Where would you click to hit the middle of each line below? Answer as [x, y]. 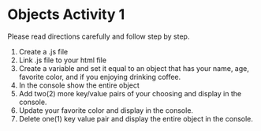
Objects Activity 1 [66, 15]
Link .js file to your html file [63, 60]
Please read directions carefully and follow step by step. [99, 36]
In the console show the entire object [79, 85]
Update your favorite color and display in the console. [106, 110]
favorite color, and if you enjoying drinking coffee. [100, 77]
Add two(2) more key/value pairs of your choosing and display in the [130, 93]
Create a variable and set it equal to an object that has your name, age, [134, 68]
